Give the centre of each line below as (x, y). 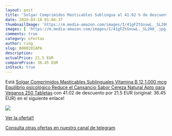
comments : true (21, 34)
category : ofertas (25, 39)
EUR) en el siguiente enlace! (35, 99)
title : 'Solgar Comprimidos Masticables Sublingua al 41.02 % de (76, 15)
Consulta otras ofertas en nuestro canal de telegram (60, 128)
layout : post (19, 10)
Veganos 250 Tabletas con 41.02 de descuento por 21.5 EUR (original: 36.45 (86, 93)
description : (19, 53)
